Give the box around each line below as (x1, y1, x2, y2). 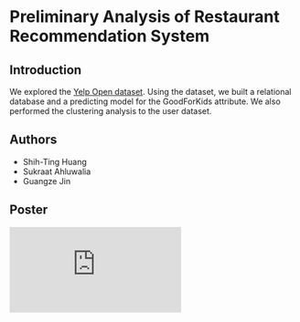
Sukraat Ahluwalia (22, 166, 91, 177)
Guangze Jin (22, 175, 71, 186)
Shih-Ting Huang (22, 156, 87, 167)
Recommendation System (9, 26, 210, 47)
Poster (9, 203, 48, 218)
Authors (9, 132, 58, 148)
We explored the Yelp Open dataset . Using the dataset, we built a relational (9, 87, 292, 97)
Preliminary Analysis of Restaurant (9, 6, 281, 27)
